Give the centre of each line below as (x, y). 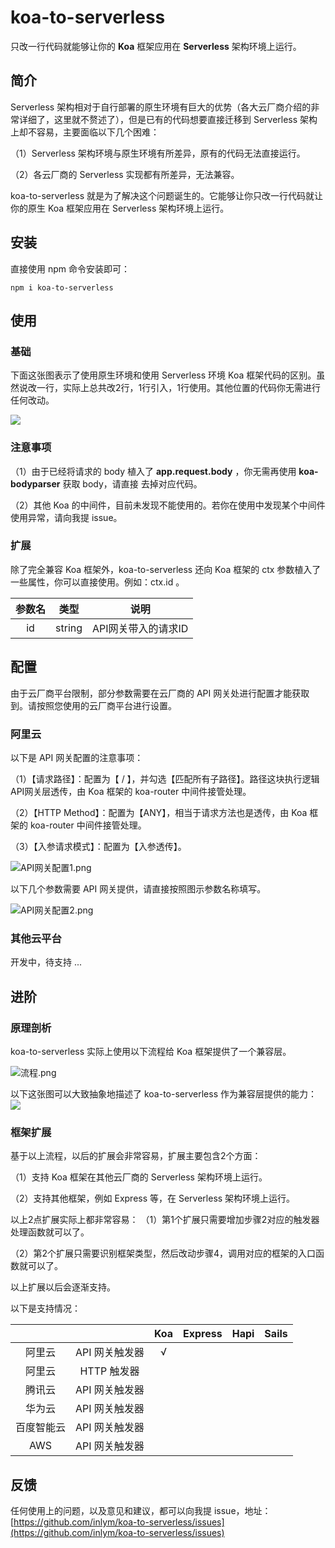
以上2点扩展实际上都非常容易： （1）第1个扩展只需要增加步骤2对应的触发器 (165, 1220)
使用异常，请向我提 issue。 (66, 517)
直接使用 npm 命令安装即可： (70, 268)
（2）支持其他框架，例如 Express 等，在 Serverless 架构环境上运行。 (153, 1198)
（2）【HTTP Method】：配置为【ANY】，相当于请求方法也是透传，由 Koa (159, 812)
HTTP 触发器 (109, 1371)
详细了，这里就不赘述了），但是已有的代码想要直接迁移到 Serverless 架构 (168, 119)
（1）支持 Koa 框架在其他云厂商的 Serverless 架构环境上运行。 (139, 1177)
